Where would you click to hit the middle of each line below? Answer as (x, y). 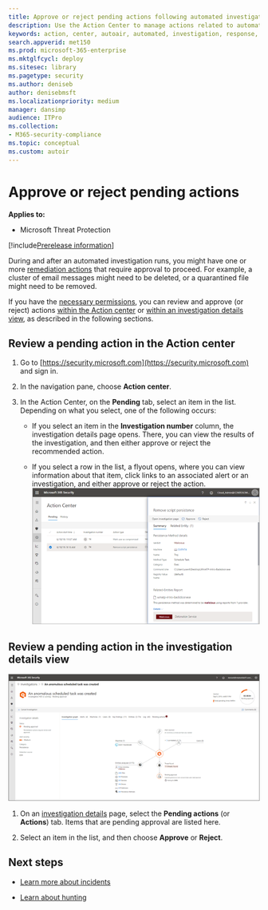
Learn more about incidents (65, 881)
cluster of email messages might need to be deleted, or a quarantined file (129, 277)
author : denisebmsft (43, 93)
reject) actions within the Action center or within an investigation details (126, 310)
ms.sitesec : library (43, 68)
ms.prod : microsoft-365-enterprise (67, 51)
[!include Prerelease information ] (61, 245)
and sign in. (39, 371)
